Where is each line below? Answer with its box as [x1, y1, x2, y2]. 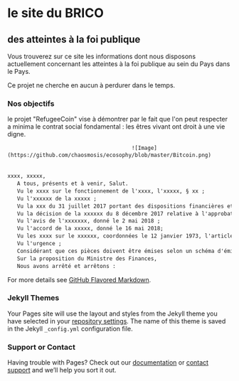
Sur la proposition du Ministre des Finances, [16, 254, 158, 262]
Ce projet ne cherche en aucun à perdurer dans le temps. [7, 81, 176, 90]
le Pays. [7, 68, 31, 75]
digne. [7, 130, 26, 139]
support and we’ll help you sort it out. [7, 366, 117, 375]
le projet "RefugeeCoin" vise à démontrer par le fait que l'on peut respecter [7, 115, 228, 124]
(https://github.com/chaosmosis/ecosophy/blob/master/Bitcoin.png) [7, 151, 212, 159]
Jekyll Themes [7, 293, 60, 303]
